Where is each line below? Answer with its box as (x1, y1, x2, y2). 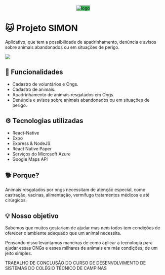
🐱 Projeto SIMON (5, 23, 78, 34)
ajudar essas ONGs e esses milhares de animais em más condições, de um (5, 245, 158, 251)
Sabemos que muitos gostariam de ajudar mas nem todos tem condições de (5, 225, 161, 231)
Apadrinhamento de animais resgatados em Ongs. (12, 91, 115, 97)
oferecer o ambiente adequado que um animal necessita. (5, 230, 122, 236)
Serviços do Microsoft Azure (12, 151, 71, 157)
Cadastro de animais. (12, 86, 56, 92)
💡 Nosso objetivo (5, 211, 59, 220)
